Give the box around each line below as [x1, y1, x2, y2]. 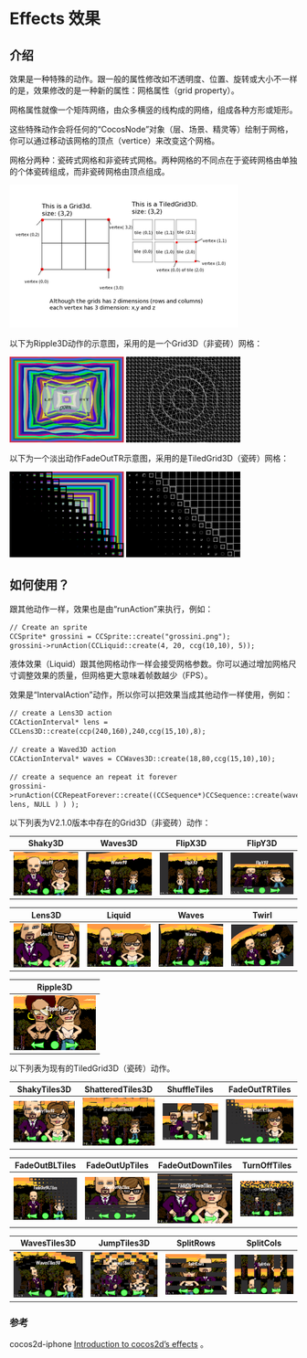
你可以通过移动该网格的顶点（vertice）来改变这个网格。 [9, 135, 220, 146]
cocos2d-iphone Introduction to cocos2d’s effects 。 [9, 1338, 208, 1349]
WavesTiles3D [19, 1237, 77, 1248]
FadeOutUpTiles [86, 1160, 149, 1171]
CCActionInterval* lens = [9, 717, 108, 727]
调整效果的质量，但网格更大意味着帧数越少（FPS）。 [16, 669, 213, 681]
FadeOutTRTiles [228, 1084, 291, 1095]
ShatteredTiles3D [84, 1084, 153, 1095]
